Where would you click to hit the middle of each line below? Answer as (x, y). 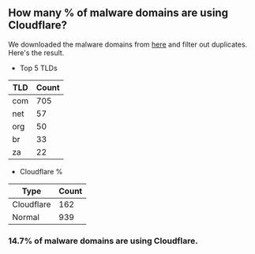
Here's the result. (36, 52)
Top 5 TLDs (38, 68)
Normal (26, 217)
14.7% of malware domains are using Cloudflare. (103, 241)
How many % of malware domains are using (118, 13)
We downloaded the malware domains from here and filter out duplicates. (128, 44)
